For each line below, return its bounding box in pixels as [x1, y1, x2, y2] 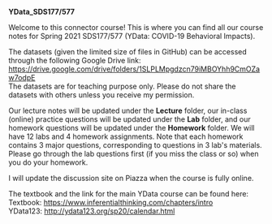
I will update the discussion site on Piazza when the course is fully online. [8, 174, 254, 183]
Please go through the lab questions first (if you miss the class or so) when [8, 149, 259, 158]
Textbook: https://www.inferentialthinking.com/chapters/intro [8, 198, 214, 207]
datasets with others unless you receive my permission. [8, 90, 195, 100]
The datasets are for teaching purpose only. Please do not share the [8, 81, 237, 91]
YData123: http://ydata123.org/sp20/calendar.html [8, 206, 175, 216]
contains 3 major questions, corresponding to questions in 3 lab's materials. [8, 140, 262, 149]
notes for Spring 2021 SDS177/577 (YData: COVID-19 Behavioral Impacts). [8, 32, 256, 41]
